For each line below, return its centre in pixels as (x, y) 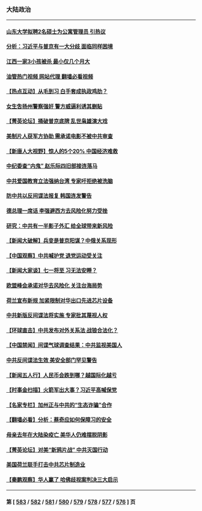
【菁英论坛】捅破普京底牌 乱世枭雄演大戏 (57, 121)
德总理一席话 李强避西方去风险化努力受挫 (57, 211)
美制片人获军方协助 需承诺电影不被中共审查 (60, 136)
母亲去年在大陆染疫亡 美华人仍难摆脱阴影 (57, 434)
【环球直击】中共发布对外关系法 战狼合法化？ (62, 330)
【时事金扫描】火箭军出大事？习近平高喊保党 (62, 390)
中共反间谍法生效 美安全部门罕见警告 (52, 360)
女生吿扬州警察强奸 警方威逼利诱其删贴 (54, 106)
